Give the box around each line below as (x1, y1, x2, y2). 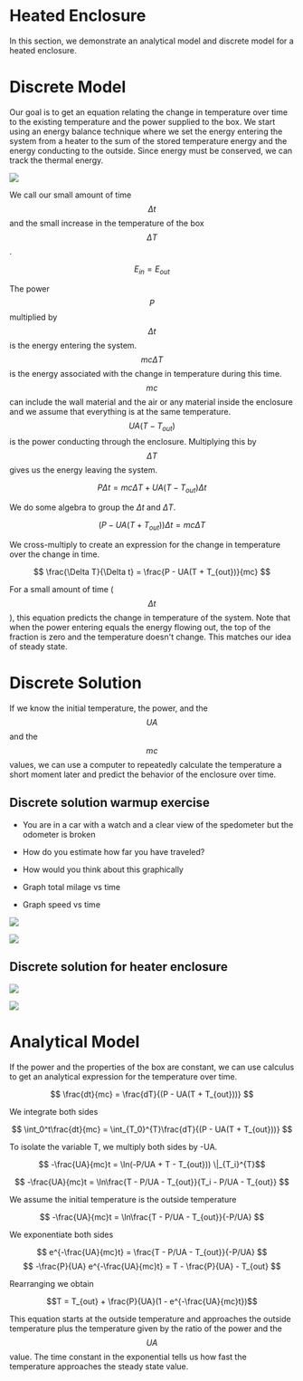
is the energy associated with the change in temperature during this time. (9, 368, 282, 379)
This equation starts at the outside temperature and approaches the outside (9, 1313, 291, 1324)
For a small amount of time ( (9, 584, 114, 595)
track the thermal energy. (9, 155, 104, 166)
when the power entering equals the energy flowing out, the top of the (9, 622, 271, 633)
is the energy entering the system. (9, 340, 137, 350)
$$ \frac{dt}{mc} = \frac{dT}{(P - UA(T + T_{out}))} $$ (50, 1088, 254, 1099)
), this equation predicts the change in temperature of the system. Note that (9, 612, 291, 623)
